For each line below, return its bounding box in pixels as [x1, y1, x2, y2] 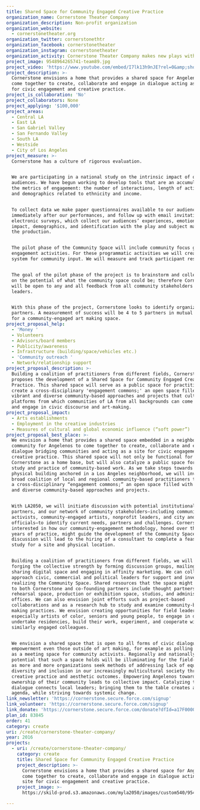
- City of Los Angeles [11, 147, 68, 153]
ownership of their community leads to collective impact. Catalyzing [11, 679, 190, 685]
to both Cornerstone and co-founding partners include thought [11, 585, 171, 591]
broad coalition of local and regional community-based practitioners [11, 476, 190, 482]
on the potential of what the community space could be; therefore [11, 278, 183, 283]
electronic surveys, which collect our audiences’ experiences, [11, 218, 174, 224]
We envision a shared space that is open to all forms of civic [11, 640, 174, 646]
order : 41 [6, 718, 31, 724]
